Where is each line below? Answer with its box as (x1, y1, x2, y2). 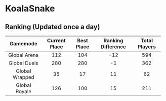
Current (46, 37, 66, 44)
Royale (15, 88, 32, 95)
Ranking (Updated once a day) (5, 23, 100, 31)
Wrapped (12, 74, 35, 80)
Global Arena (8, 52, 39, 58)
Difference (100, 43, 126, 50)
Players (137, 43, 156, 50)
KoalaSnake (5, 3, 55, 14)
